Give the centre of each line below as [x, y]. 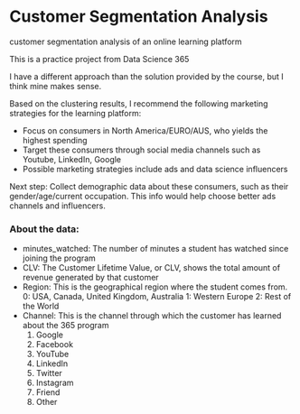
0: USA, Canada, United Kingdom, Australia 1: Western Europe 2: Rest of [157, 297]
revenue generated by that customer [91, 278]
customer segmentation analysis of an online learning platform [126, 41]
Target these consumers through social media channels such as [141, 150]
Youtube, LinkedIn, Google [72, 159]
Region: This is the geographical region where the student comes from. [155, 287]
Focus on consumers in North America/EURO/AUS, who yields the [145, 130]
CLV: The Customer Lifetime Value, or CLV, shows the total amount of [151, 268]
